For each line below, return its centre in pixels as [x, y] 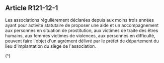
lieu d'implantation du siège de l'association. [51, 46]
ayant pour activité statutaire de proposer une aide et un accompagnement [82, 25]
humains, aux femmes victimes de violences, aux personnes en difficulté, [80, 35]
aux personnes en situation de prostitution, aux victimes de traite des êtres [82, 30]
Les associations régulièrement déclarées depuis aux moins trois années [80, 20]
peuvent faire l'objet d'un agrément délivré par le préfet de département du [82, 41]
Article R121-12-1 [32, 8]
